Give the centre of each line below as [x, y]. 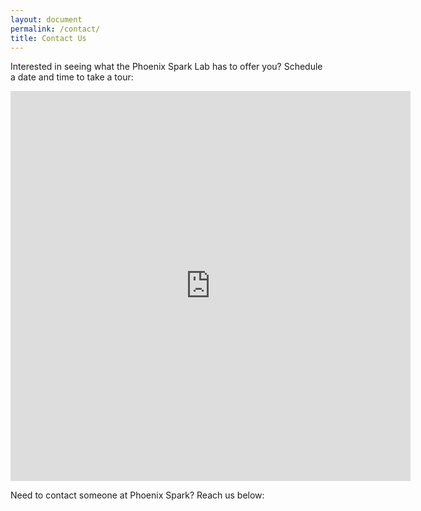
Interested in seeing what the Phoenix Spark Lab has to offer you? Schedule [166, 67]
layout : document [46, 19]
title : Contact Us [48, 38]
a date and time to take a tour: [72, 77]
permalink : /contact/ [55, 29]
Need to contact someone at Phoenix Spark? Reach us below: [137, 495]
